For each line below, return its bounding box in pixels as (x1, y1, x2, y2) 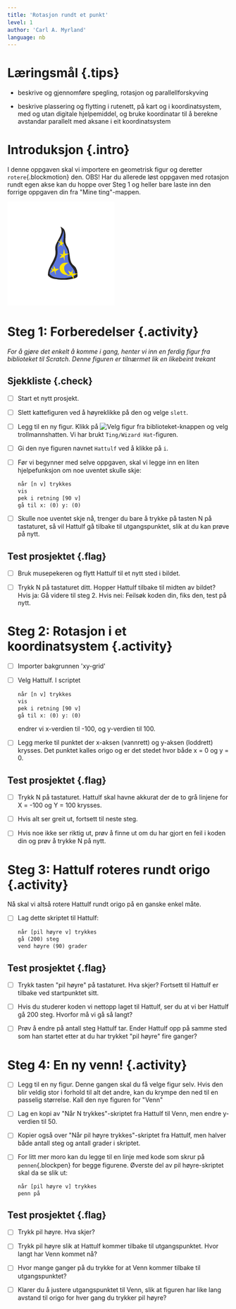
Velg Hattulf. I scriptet (17, 676, 81, 685)
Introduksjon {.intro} (7, 142, 130, 158)
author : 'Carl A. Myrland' (7, 26, 87, 33)
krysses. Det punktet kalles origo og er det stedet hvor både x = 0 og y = (17, 746, 229, 755)
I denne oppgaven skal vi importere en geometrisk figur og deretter (7, 165, 203, 174)
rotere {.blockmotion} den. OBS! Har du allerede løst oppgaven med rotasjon (7, 173, 229, 182)
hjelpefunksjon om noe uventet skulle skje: (17, 466, 142, 475)
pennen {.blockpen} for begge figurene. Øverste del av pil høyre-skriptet (17, 1161, 224, 1169)
